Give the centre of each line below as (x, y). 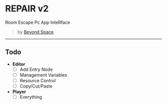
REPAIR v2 (27, 9)
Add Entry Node (36, 69)
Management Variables (43, 75)
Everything (31, 97)
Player (19, 92)
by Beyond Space (35, 32)
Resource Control (38, 80)
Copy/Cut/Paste (36, 86)
